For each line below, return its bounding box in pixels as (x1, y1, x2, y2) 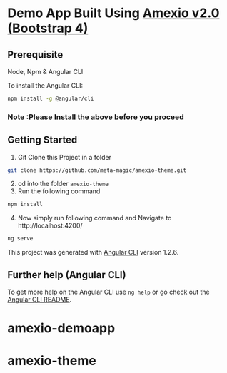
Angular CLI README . (7, 295, 72, 304)
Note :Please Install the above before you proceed (7, 112, 184, 122)
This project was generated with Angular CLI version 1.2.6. (7, 248, 179, 257)
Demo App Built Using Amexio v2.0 (7, 5, 220, 21)
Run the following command (17, 187, 101, 195)
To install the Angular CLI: (7, 81, 84, 90)
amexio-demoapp (7, 320, 116, 337)
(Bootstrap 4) (7, 20, 89, 36)
